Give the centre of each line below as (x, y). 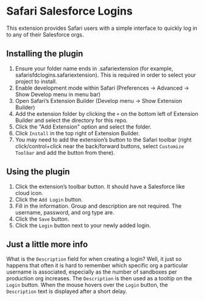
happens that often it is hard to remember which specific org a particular (97, 266)
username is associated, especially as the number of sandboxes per (92, 272)
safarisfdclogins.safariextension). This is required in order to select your (105, 75)
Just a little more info (47, 244)
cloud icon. (29, 193)
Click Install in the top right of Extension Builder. (77, 133)
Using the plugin (38, 172)
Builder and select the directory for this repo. (71, 120)
